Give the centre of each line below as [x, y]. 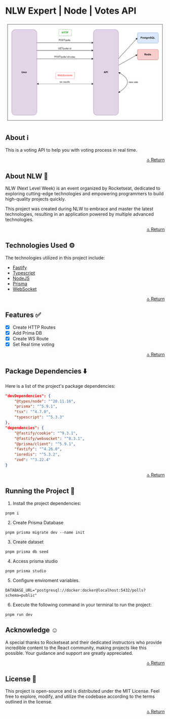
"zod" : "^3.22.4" [33, 460]
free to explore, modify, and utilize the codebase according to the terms [80, 696]
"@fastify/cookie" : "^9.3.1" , [46, 433]
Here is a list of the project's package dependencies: [60, 386]
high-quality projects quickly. [36, 199]
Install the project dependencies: [47, 503]
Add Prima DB [27, 333]
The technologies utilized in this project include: [55, 257]
